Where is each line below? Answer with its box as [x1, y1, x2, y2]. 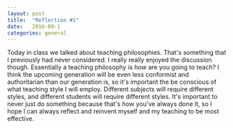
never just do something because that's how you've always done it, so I [7, 100, 212, 108]
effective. [7, 115, 35, 123]
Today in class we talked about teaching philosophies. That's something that [7, 48, 227, 57]
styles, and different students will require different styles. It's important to [7, 93, 218, 101]
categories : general [7, 29, 67, 37]
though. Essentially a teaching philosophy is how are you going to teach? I [7, 63, 220, 71]
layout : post [7, 10, 45, 17]
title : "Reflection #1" [7, 17, 79, 24]
